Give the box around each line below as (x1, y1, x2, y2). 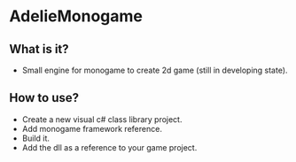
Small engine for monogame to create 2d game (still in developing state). (21, 65, 288, 75)
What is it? (9, 42, 69, 57)
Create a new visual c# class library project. (21, 113, 183, 125)
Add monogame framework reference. (21, 123, 162, 134)
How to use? (9, 90, 80, 105)
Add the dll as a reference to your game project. (21, 142, 198, 152)
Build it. (21, 133, 51, 143)
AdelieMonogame (9, 6, 144, 27)
